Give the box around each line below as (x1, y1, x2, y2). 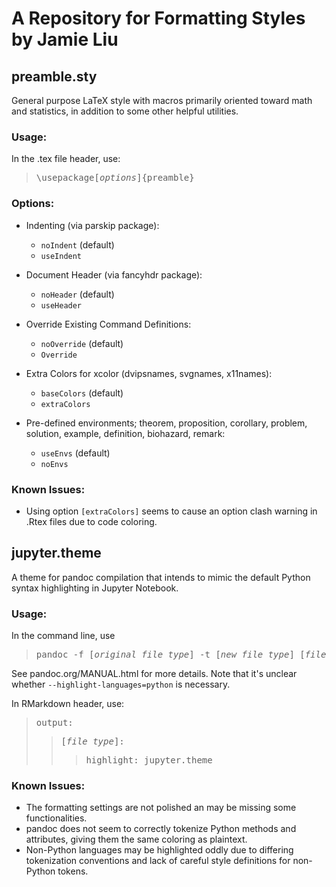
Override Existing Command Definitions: (25, 318, 192, 330)
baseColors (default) (40, 387, 124, 399)
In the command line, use (11, 630, 116, 641)
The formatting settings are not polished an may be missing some (25, 802, 297, 814)
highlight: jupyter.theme (85, 755, 213, 766)
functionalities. (25, 812, 88, 824)
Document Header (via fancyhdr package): (25, 268, 203, 281)
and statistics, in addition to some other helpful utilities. (11, 105, 239, 117)
